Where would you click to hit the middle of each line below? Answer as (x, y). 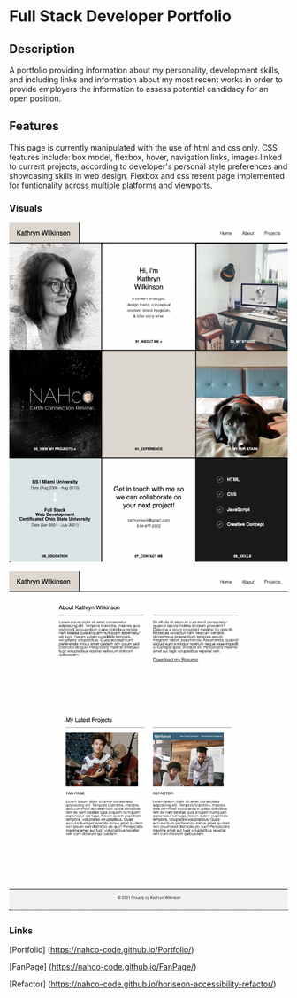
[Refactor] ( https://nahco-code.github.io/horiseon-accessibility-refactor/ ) (143, 984)
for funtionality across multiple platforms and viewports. (111, 185)
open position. (35, 98)
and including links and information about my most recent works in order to (146, 80)
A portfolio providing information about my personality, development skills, (145, 70)
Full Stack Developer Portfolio (120, 16)
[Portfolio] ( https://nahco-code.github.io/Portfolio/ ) (102, 950)
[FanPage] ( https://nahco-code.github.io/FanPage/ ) (103, 967)
